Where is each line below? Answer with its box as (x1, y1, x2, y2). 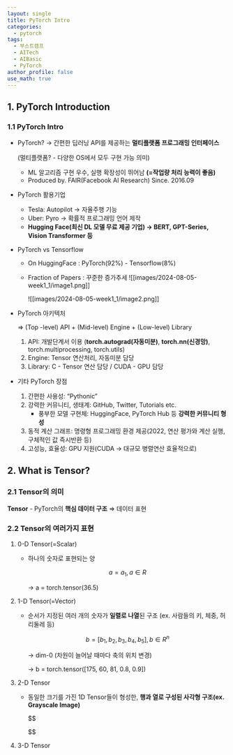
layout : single (7, 10, 52, 17)
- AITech (13, 50, 39, 57)
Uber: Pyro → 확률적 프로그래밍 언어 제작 (27, 214, 141, 223)
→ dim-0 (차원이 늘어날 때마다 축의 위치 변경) (27, 651, 152, 659)
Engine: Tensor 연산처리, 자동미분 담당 (27, 354, 135, 362)
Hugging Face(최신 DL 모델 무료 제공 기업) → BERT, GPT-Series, (27, 223, 209, 231)
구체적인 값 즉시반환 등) (27, 435, 92, 444)
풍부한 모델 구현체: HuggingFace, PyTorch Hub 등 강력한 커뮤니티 (38, 410, 220, 418)
